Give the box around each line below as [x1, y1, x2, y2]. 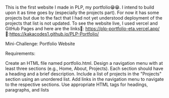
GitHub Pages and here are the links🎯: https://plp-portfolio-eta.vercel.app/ [5, 26, 160, 32]
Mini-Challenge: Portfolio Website [5, 41, 75, 47]
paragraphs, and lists [5, 87, 49, 92]
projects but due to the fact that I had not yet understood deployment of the [5, 15, 162, 21]
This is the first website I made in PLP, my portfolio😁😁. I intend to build [5, 5, 154, 10]
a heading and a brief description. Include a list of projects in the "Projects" [5, 71, 162, 77]
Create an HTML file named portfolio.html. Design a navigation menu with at [5, 60, 163, 66]
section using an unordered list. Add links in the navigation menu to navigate [5, 76, 164, 82]
